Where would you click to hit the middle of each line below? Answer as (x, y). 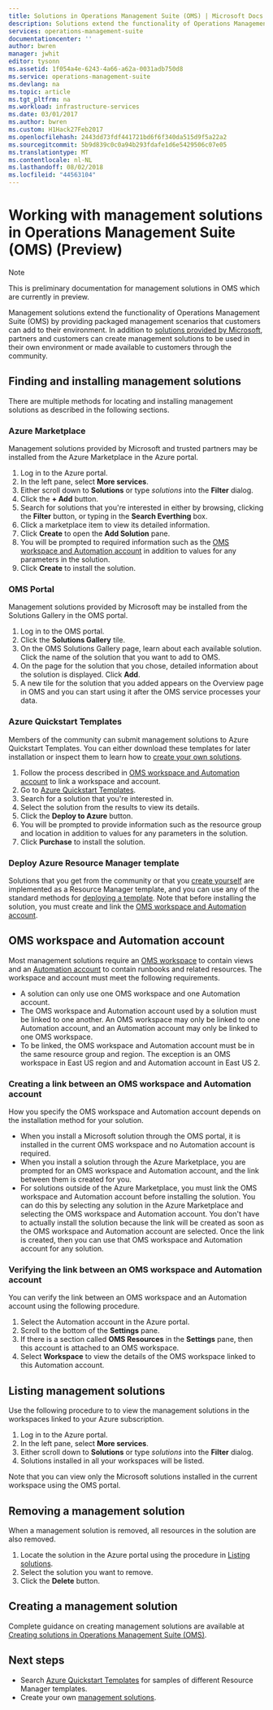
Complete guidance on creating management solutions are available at (127, 1626)
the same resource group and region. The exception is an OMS (126, 1054)
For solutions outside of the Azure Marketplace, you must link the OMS (139, 1188)
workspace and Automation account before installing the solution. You (138, 1197)
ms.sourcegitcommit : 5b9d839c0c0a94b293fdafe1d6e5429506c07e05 (118, 145)
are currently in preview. (49, 296)
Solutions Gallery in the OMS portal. (68, 616)
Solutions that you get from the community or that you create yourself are (132, 880)
